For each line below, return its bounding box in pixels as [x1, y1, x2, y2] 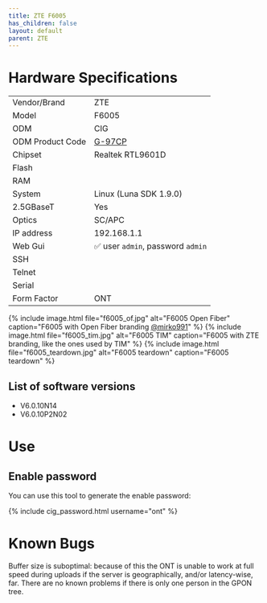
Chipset [12, 150, 42, 161]
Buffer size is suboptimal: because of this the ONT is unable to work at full [8, 560, 255, 571]
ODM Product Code [12, 136, 87, 147]
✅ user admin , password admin [93, 240, 207, 252]
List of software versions [8, 379, 136, 393]
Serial [12, 280, 35, 291]
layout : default [8, 27, 63, 35]
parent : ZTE [8, 34, 48, 43]
